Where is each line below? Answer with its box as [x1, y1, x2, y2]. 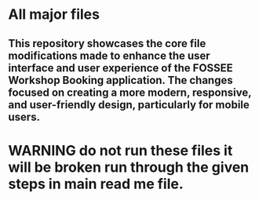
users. [8, 110, 41, 123]
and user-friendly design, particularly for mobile [8, 98, 250, 111]
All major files [8, 5, 100, 24]
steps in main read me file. [8, 175, 184, 193]
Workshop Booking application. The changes [8, 73, 233, 87]
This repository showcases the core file [8, 37, 206, 50]
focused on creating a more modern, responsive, [8, 85, 252, 99]
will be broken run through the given [8, 158, 250, 176]
